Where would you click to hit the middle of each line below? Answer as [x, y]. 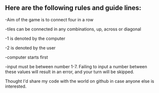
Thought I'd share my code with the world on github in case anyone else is [80, 81]
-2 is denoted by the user [30, 47]
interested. [16, 86]
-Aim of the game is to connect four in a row [49, 19]
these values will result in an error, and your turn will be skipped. [70, 72]
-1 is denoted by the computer [35, 38]
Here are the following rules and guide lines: [73, 8]
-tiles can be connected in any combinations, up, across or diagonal [73, 29]
